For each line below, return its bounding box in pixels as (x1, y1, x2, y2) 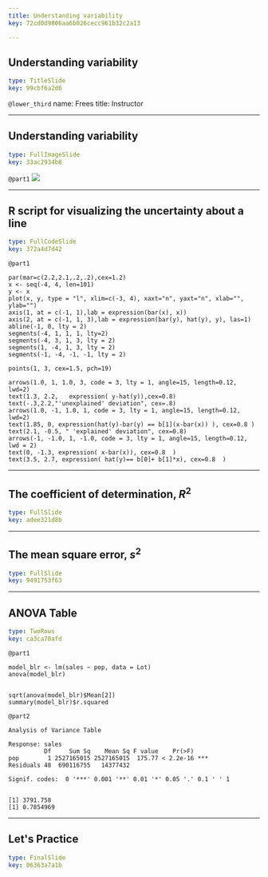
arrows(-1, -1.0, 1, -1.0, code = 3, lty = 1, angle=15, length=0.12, (8, 435, 248, 443)
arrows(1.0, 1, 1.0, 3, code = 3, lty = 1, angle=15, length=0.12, (8, 379, 238, 387)
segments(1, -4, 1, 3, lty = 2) (8, 344, 116, 352)
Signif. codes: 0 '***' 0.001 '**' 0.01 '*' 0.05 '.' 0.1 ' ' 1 (8, 775, 230, 783)
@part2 (8, 712, 30, 720)
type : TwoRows (8, 628, 56, 636)
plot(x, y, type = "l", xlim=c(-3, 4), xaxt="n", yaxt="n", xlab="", (8, 295, 245, 303)
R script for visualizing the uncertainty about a (8, 205, 245, 218)
